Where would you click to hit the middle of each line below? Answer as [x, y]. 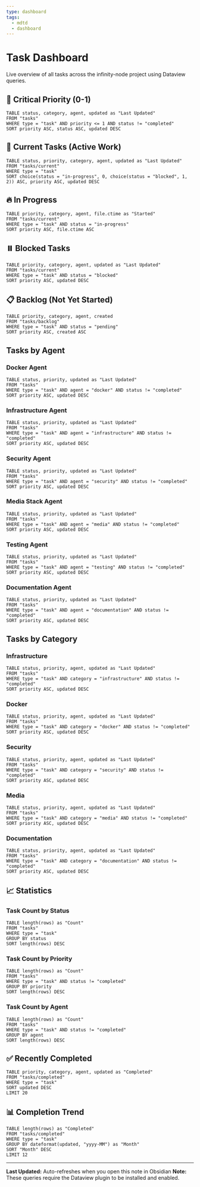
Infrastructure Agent [37, 410]
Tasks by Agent [36, 350]
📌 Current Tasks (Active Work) [64, 147]
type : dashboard [26, 12]
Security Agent [29, 459]
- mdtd [20, 23]
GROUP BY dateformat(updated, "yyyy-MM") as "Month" [73, 1145]
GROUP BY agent [25, 1035]
